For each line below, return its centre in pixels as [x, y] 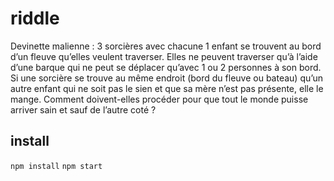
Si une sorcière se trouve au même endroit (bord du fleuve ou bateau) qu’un [167, 78]
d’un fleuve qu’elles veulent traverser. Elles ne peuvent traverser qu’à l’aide [164, 56]
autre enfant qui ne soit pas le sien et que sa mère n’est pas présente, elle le [167, 88]
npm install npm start [56, 166]
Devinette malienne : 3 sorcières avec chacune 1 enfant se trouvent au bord [166, 46]
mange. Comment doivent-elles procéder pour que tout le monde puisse [159, 99]
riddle [35, 18]
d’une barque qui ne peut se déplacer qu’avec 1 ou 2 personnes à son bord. [166, 67]
